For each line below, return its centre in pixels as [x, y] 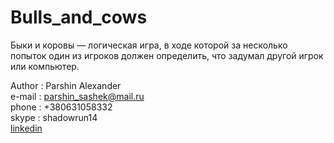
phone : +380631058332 [61, 107]
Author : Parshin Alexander [66, 85]
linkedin [26, 128]
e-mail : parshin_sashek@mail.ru [77, 96]
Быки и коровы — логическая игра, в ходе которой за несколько [149, 45]
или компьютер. [45, 66]
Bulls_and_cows [79, 17]
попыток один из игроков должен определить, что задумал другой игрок [167, 55]
